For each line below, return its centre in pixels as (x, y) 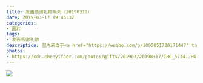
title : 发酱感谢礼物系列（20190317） (49, 12)
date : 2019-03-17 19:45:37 (40, 17)
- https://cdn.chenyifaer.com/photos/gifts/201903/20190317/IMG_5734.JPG (101, 57)
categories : (21, 23)
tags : (13, 34)
